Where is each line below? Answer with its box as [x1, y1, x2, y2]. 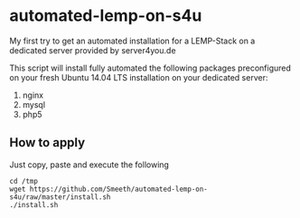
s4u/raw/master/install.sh [9, 192, 111, 202]
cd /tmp [9, 176, 39, 185]
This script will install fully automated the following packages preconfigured [9, 62, 292, 73]
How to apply [9, 135, 86, 150]
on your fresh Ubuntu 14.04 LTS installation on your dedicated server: [9, 71, 268, 82]
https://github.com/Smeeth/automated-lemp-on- [29, 185, 208, 194]
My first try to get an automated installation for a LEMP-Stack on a [9, 35, 256, 46]
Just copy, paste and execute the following [9, 159, 170, 170]
